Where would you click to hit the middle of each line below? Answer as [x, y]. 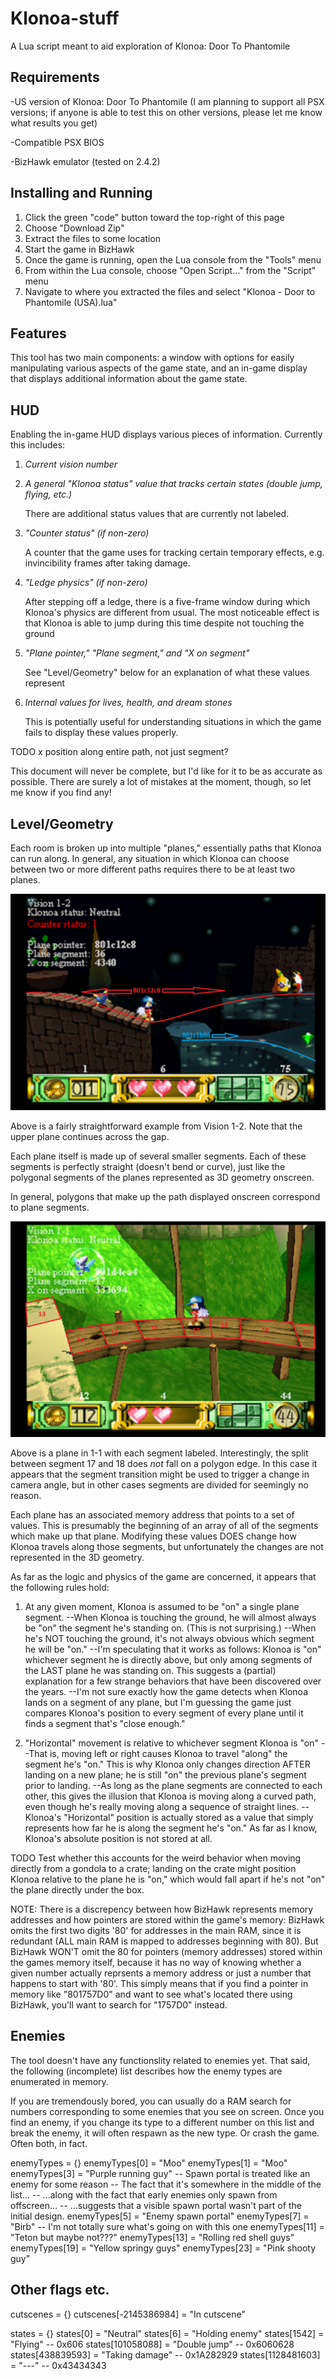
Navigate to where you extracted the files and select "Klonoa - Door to [170, 291]
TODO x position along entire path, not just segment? [119, 752]
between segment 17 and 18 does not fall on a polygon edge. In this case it [164, 1464]
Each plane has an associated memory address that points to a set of [152, 1515]
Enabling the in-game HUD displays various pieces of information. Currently [166, 434]
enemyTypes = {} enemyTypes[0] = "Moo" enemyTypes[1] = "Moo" [149, 2163]
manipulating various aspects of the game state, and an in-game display [159, 368]
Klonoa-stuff [65, 18]
